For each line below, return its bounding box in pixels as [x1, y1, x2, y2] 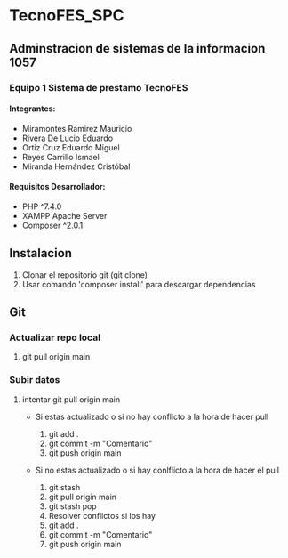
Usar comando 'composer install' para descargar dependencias [21, 279, 256, 289]
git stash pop [48, 500, 97, 512]
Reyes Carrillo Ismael [21, 151, 100, 162]
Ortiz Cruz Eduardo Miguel [21, 142, 120, 152]
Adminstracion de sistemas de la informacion [9, 41, 266, 56]
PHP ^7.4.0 [21, 201, 62, 212]
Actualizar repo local [9, 331, 100, 344]
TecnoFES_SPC [9, 5, 124, 26]
